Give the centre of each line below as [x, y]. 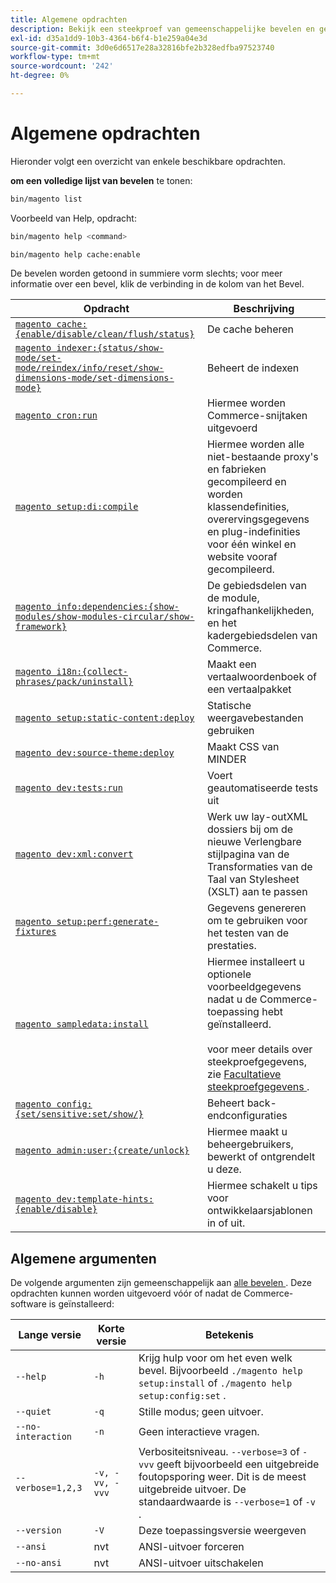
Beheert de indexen [253, 368]
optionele [229, 974]
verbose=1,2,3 [49, 1488]
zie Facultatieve [244, 1074]
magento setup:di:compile [77, 507]
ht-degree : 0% [40, 76]
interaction [44, 1437]
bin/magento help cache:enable [75, 254]
